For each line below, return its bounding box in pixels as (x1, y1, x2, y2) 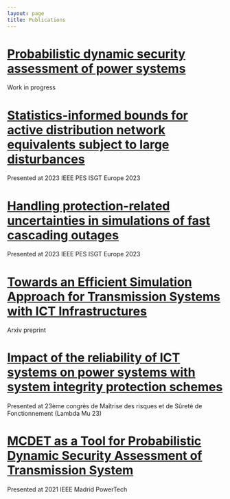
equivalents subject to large (7, 137, 170, 152)
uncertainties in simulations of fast (7, 212, 211, 228)
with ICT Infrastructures (7, 303, 148, 319)
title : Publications (7, 16, 67, 23)
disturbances (7, 151, 85, 167)
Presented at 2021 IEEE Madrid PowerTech (7, 485, 128, 494)
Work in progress (7, 83, 56, 91)
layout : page (7, 10, 45, 17)
